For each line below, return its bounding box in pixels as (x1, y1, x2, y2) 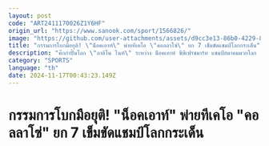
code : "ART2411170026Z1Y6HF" (8, 19, 106, 27)
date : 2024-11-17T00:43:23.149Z (8, 71, 116, 79)
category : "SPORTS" (8, 57, 74, 65)
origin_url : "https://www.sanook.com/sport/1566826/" (8, 26, 192, 34)
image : (8, 34, 30, 43)
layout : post (8, 11, 52, 20)
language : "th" (8, 64, 59, 72)
